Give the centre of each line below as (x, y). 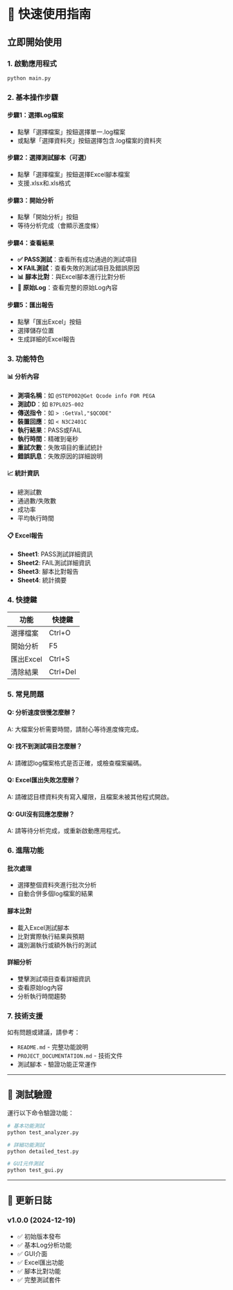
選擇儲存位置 (35, 330)
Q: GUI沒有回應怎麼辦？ (41, 814)
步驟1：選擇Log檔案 (35, 115)
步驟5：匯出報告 (31, 305)
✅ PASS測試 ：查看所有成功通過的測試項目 (77, 259)
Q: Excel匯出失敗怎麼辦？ (44, 780)
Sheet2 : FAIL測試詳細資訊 (54, 563)
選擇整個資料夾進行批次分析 (57, 885)
